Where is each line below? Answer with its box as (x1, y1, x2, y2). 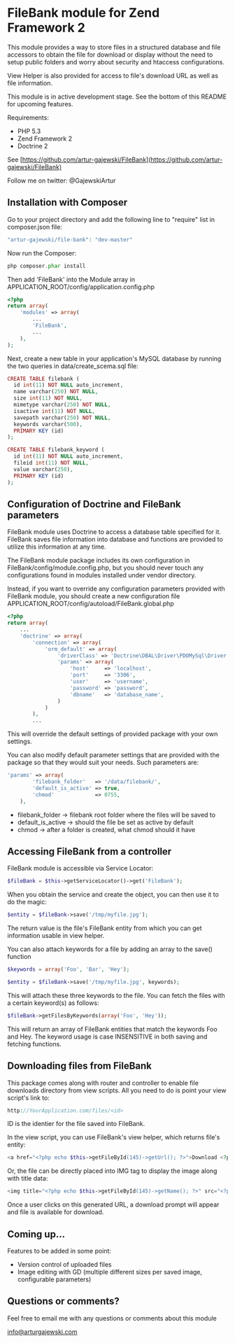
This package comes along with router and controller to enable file (7, 1078, 199, 1087)
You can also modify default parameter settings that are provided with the (7, 751, 220, 759)
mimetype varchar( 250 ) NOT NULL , (13, 401, 111, 408)
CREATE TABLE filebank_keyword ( (7, 447, 105, 453)
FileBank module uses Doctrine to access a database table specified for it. (7, 528, 222, 536)
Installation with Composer (7, 197, 128, 209)
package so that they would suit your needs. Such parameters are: (7, 758, 199, 767)
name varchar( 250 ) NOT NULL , (13, 388, 99, 395)
